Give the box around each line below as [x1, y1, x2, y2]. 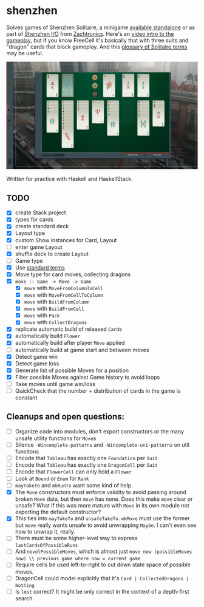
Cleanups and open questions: [6, 412, 125, 422]
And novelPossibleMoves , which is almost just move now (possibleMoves [15, 548, 192, 555]
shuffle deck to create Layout [15, 250, 89, 257]
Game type [15, 257, 43, 264]
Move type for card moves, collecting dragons [15, 271, 131, 278]
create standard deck [15, 223, 69, 230]
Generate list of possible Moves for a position [15, 367, 129, 374]
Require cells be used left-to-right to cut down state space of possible [15, 561, 191, 568]
